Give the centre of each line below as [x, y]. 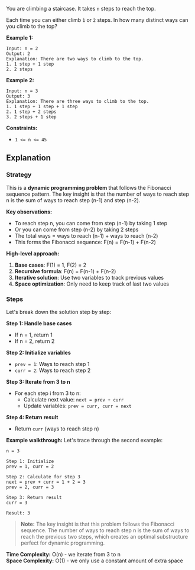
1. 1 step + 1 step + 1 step [42, 106]
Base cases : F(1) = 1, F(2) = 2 [51, 265]
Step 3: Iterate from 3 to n [38, 381]
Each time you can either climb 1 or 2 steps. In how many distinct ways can [97, 20]
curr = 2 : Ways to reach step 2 [53, 370]
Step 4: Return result [32, 417]
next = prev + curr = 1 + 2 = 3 [46, 482]
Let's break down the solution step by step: [59, 312]
